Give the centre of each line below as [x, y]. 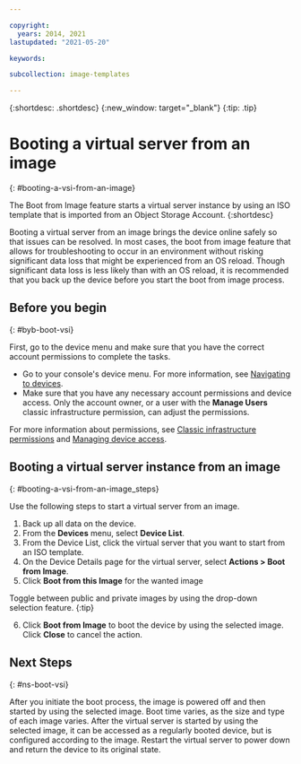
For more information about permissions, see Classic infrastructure [133, 429]
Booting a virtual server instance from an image [145, 467]
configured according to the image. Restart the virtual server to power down [150, 740]
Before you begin [58, 308]
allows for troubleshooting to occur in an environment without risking [137, 251]
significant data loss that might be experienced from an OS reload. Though [147, 261]
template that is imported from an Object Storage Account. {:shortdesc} [142, 215]
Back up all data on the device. [79, 523]
